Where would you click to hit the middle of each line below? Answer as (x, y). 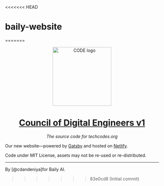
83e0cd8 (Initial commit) (115, 179)
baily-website (34, 27)
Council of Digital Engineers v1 (82, 123)
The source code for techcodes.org (82, 136)
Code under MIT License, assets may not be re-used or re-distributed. (76, 155)
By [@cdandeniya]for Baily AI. (35, 169)
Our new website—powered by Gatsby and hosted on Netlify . (67, 145)
